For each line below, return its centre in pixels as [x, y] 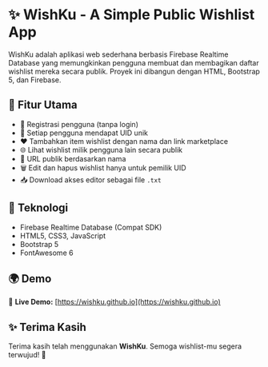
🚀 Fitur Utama [43, 105]
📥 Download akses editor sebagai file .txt [90, 180]
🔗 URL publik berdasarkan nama [73, 158]
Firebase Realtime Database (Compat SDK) [91, 227]
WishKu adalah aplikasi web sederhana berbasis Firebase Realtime [118, 54]
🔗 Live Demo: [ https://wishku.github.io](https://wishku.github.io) [115, 302]
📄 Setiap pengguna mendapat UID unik [84, 133]
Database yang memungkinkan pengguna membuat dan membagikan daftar [134, 62]
